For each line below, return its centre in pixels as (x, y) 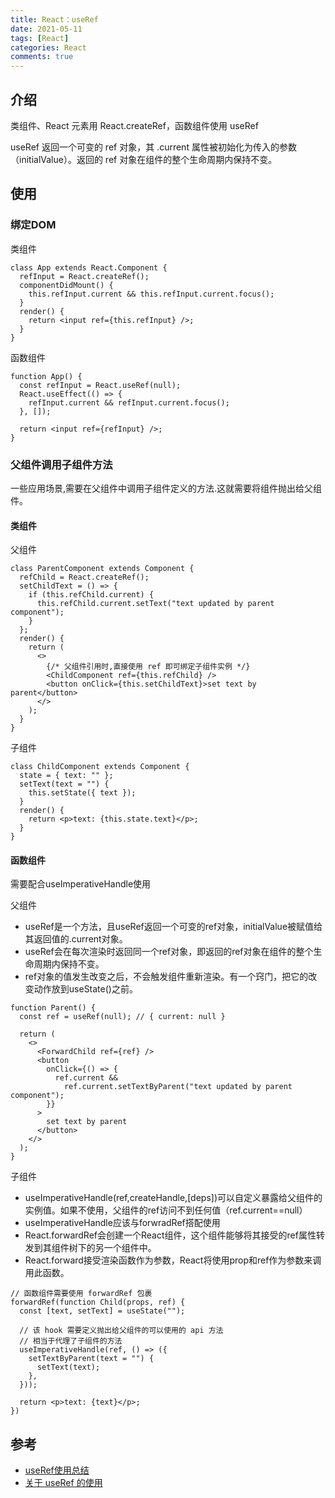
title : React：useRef (54, 19)
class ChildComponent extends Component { (100, 767)
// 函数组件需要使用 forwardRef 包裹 (81, 1294)
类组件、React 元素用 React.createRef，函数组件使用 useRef (134, 125)
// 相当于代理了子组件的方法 (71, 1341)
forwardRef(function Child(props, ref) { (98, 1302)
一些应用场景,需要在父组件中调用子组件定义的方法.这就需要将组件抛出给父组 (166, 488)
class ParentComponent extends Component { (102, 569)
